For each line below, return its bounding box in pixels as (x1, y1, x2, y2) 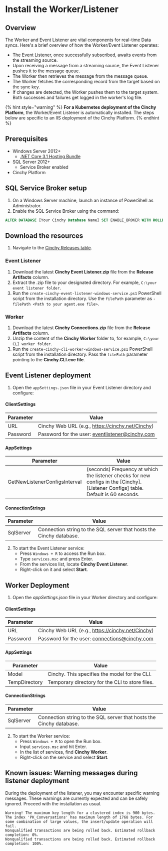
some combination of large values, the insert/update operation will (5, 819, 153, 824)
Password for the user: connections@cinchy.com (37, 635, 153, 642)
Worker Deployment (5, 581, 69, 590)
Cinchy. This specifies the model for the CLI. (47, 670, 151, 677)
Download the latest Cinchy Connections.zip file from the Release (12, 325, 151, 331)
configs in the (86, 478, 119, 485)
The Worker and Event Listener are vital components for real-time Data (5, 37, 151, 43)
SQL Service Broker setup (5, 184, 87, 193)
